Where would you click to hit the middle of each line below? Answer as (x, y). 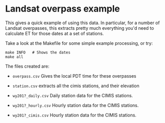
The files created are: (27, 66)
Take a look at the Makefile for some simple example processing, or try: (79, 43)
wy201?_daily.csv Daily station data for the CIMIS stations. (72, 95)
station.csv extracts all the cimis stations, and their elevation (76, 86)
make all (14, 57)
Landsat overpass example (63, 9)
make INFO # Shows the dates (38, 52)
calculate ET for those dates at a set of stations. (55, 33)
